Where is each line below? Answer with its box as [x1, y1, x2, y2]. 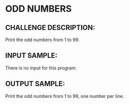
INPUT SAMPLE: [5, 51, 57, 60]
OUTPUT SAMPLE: [5, 80, 65, 88]
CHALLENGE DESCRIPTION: [5, 23, 95, 32]
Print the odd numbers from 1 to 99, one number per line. [5, 93, 124, 99]
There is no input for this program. [5, 64, 77, 71]
